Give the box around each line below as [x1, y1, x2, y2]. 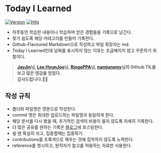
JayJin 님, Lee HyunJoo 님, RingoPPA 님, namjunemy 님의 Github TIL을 [17, 64, 156, 70]
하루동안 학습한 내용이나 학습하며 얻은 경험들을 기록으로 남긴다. [12, 29, 133, 35]
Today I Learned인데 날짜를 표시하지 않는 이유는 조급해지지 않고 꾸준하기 [12, 47, 152, 53]
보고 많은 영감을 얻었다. [17, 70, 61, 76]
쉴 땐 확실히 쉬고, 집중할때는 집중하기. [12, 130, 84, 136]
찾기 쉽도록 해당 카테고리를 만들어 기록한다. [12, 35, 95, 41]
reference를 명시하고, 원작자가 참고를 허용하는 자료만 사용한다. [12, 142, 132, 148]
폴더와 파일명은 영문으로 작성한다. [12, 106, 77, 111]
